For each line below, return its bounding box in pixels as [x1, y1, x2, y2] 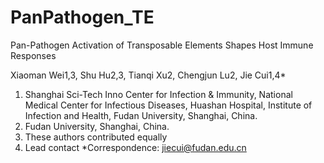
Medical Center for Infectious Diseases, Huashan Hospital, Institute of [24, 99, 313, 111]
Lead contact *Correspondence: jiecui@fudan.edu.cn [24, 141, 247, 153]
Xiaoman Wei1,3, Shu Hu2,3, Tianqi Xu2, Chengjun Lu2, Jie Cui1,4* [10, 69, 287, 81]
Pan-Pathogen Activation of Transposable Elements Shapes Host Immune [10, 39, 314, 51]
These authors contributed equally [24, 131, 168, 143]
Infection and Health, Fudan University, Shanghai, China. [24, 109, 258, 121]
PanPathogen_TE [10, 6, 155, 29]
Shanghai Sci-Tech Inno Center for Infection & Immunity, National [24, 88, 293, 100]
